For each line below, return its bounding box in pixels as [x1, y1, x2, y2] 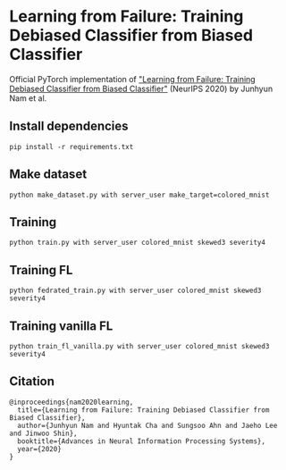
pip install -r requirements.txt [9, 142, 134, 151]
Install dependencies [9, 119, 129, 134]
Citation [9, 373, 55, 390]
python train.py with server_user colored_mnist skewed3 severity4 [9, 239, 266, 248]
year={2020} [17, 444, 63, 453]
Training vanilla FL [9, 318, 114, 333]
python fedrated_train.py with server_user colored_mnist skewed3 [9, 286, 262, 296]
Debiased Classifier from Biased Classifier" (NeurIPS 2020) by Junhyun [9, 83, 273, 94]
